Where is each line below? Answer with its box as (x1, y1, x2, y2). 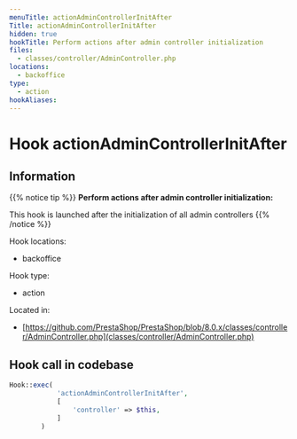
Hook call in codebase (9, 357, 135, 372)
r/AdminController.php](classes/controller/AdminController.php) (21, 332, 254, 342)
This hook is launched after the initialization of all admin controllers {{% (9, 209, 270, 220)
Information (9, 169, 76, 184)
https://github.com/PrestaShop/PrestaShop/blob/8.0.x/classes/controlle (25, 322, 288, 333)
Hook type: (9, 270, 51, 281)
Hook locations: (9, 236, 66, 247)
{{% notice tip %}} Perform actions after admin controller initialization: (9, 192, 273, 203)
